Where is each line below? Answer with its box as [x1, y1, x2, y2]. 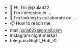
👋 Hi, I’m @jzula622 [9, 5, 50, 10]
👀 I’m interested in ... [9, 10, 52, 16]
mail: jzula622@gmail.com [9, 27, 62, 33]
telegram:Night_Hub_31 [9, 38, 57, 43]
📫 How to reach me [9, 20, 51, 26]
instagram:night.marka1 [9, 32, 57, 38]
